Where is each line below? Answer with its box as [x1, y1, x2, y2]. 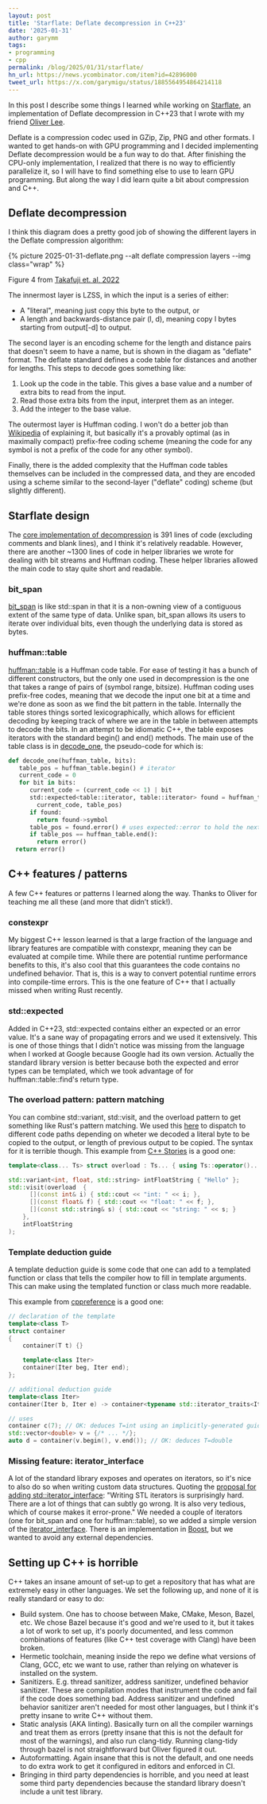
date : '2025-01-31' [8, 26, 73, 34]
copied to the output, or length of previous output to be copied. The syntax [8, 1137, 253, 1147]
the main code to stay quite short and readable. [8, 564, 164, 574]
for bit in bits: [18, 779, 77, 787]
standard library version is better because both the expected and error [8, 1058, 239, 1067]
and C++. [8, 183, 40, 193]
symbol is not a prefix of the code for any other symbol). [8, 445, 193, 454]
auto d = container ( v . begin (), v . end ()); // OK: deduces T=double [8, 1437, 233, 1445]
